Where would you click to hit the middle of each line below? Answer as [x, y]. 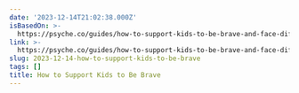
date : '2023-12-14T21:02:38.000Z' [73, 17]
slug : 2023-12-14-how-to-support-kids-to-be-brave [105, 58]
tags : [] [25, 67]
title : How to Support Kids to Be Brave [85, 75]
